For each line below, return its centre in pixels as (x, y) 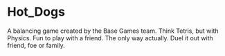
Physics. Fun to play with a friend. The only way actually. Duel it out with (110, 38)
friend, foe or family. (36, 45)
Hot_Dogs (36, 12)
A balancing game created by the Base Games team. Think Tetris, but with (113, 31)
